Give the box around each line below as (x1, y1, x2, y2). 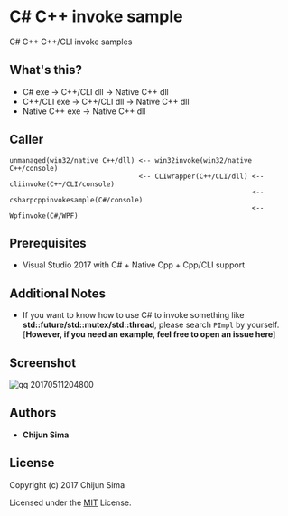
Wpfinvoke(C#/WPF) (9, 211, 79, 220)
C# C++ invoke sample (9, 6, 183, 27)
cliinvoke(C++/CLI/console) (9, 179, 116, 189)
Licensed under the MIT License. (9, 497, 132, 508)
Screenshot (9, 355, 77, 371)
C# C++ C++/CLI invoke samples (9, 36, 133, 47)
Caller (9, 132, 44, 147)
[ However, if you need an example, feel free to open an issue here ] (22, 329, 276, 340)
